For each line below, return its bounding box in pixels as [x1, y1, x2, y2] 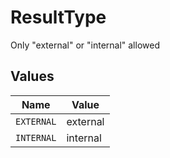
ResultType [10, 6, 107, 29]
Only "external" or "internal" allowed [10, 39, 160, 51]
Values [10, 68, 55, 85]
